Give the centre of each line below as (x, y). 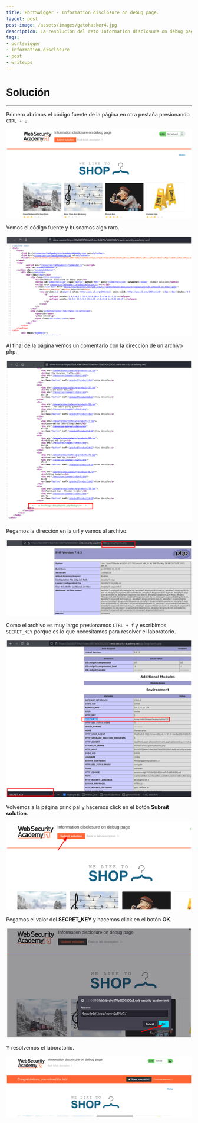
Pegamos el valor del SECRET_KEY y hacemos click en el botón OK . (89, 920)
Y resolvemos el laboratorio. (40, 1047)
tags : (13, 38)
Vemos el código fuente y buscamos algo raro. (63, 228)
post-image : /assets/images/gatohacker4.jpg (62, 25)
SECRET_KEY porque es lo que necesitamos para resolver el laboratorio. (91, 632)
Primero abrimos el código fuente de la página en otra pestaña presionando (98, 114)
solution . (17, 814)
